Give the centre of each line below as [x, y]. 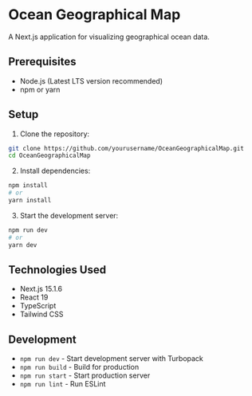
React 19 [34, 297]
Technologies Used [57, 270]
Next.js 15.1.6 [41, 289]
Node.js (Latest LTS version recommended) [91, 80]
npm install [28, 186]
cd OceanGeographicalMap [49, 156]
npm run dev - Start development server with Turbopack [111, 359]
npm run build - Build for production [79, 367]
